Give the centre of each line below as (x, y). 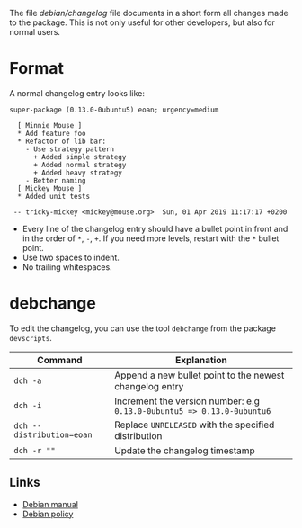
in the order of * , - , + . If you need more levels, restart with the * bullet (151, 238)
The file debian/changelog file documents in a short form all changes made (149, 13)
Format (37, 69)
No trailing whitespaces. (67, 267)
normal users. (35, 32)
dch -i (28, 405)
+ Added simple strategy (80, 157)
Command (60, 360)
